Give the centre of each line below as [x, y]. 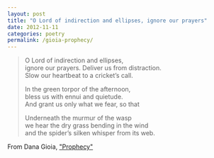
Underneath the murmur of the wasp [78, 118]
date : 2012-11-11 [33, 27]
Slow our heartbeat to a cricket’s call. [79, 76]
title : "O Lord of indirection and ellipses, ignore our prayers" [107, 21]
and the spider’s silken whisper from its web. [90, 133]
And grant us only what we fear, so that [82, 104]
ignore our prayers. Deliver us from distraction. [93, 68]
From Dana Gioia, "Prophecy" [50, 147]
